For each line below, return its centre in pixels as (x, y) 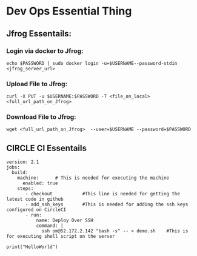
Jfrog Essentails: (39, 34)
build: (20, 173)
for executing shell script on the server (61, 237)
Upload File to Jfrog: (37, 84)
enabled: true (40, 183)
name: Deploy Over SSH (65, 221)
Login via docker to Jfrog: (45, 51)
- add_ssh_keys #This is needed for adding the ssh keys (107, 204)
